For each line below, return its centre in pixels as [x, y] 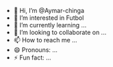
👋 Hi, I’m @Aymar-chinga [49, 11]
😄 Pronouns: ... [36, 50]
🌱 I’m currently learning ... [50, 25]
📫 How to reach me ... [45, 40]
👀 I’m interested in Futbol [49, 18]
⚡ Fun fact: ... [32, 57]
